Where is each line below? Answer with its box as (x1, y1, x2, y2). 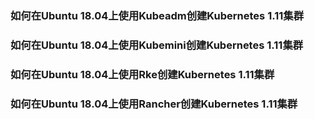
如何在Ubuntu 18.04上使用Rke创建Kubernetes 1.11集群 (10, 67, 275, 81)
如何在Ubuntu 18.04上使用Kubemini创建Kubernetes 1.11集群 (10, 38, 304, 52)
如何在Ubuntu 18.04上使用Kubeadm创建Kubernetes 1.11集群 (10, 8, 305, 22)
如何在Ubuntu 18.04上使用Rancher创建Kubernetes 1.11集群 (10, 97, 298, 111)
